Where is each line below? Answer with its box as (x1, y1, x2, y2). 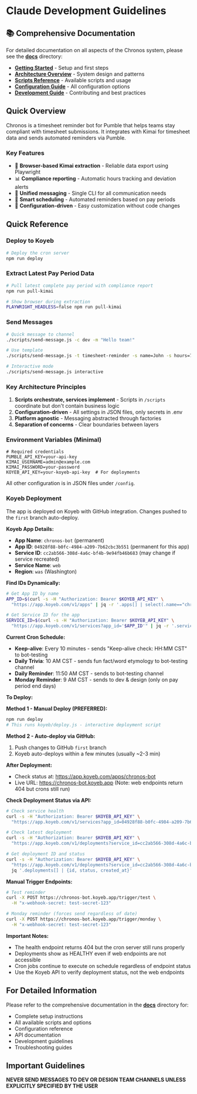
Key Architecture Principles (6, 382, 86, 391)
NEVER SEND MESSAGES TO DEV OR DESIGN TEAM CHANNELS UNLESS (6, 1076, 186, 1083)
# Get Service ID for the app (6, 612, 80, 618)
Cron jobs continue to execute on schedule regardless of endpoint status (14, 962, 191, 969)
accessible (14, 956, 41, 963)
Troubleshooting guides (14, 1044, 72, 1051)
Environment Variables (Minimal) (6, 436, 102, 444)
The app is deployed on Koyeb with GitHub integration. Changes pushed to (6, 507, 187, 514)
